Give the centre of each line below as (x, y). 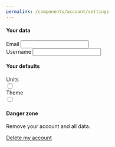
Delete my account (29, 138)
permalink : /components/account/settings (58, 12)
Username (19, 51)
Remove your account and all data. (48, 126)
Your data (18, 31)
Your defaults (23, 66)
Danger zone (22, 113)
